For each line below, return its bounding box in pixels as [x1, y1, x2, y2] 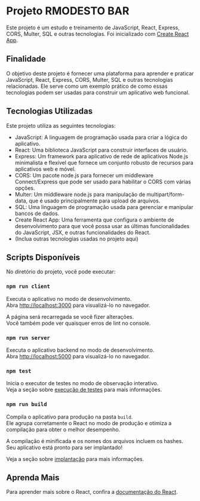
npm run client [6, 283, 51, 290]
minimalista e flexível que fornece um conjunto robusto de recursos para [14, 159, 194, 166]
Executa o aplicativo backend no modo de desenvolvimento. [6, 346, 155, 354]
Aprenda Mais [6, 472, 60, 482]
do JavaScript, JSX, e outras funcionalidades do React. [14, 229, 151, 236]
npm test [6, 367, 32, 374]
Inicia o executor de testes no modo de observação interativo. [6, 380, 159, 387]
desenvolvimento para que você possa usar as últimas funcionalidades [14, 222, 190, 229]
